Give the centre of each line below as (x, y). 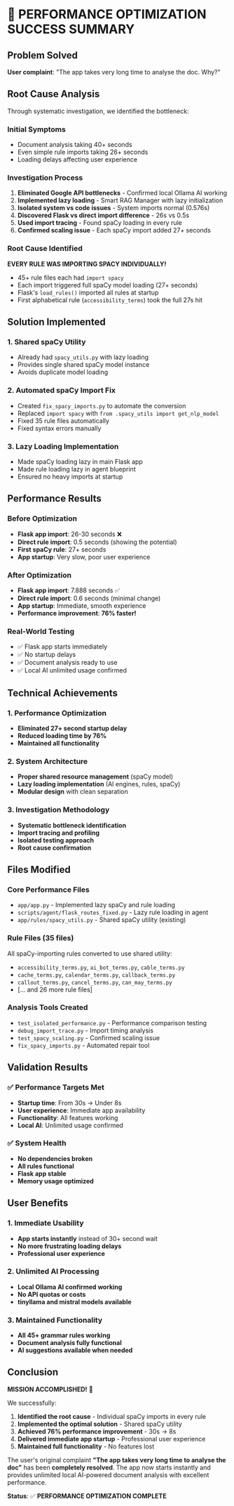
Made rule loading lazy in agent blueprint (76, 469)
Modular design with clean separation (73, 792)
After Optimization (40, 575)
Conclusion (33, 1372)
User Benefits (38, 1203)
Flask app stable (42, 1174)
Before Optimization (42, 519)
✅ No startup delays (47, 655)
